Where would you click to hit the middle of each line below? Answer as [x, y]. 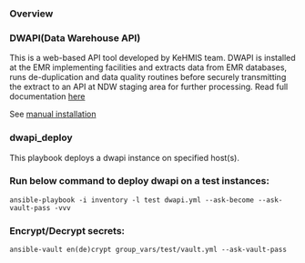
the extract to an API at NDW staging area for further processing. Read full [149, 87]
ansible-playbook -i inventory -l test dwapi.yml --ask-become [132, 200]
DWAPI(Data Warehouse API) [75, 37]
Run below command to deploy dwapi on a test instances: [140, 181]
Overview [31, 14]
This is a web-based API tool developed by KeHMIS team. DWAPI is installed [152, 58]
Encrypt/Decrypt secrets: [67, 230]
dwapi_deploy [41, 137]
